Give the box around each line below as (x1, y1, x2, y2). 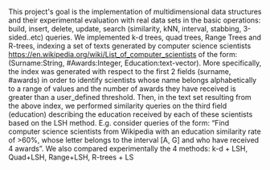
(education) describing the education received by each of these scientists (8, 110, 253, 119)
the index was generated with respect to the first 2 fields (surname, (8, 67, 231, 76)
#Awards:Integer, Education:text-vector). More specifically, (66, 58, 262, 68)
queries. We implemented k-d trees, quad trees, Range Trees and (45, 32, 261, 42)
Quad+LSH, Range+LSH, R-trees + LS (8, 152, 134, 162)
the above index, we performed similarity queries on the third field (8, 101, 227, 110)
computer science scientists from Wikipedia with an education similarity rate (8, 126, 261, 136)
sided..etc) (8, 32, 44, 42)
